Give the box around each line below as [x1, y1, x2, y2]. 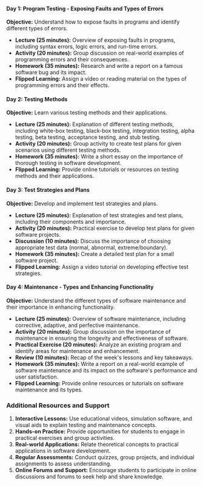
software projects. [15, 231, 61, 238]
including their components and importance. [15, 218, 126, 225]
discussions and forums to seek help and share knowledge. [15, 473, 164, 481]
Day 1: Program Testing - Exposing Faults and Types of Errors [6, 5, 164, 12]
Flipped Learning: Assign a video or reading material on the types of [15, 75, 187, 83]
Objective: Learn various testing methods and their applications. [6, 109, 168, 116]
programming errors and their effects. [15, 82, 110, 89]
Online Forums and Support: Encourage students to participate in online [15, 467, 197, 474]
